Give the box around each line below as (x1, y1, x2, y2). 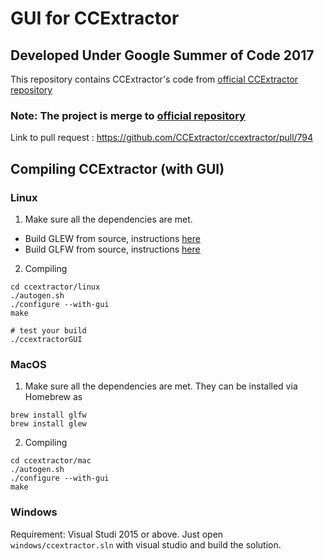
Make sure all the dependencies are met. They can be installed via (24, 380, 298, 392)
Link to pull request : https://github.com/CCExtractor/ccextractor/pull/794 (10, 132, 314, 144)
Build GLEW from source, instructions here (24, 232, 201, 244)
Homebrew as (24, 391, 83, 403)
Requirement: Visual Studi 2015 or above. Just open (10, 528, 224, 540)
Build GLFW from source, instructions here (24, 243, 201, 255)
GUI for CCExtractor (10, 7, 180, 30)
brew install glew (10, 419, 87, 429)
